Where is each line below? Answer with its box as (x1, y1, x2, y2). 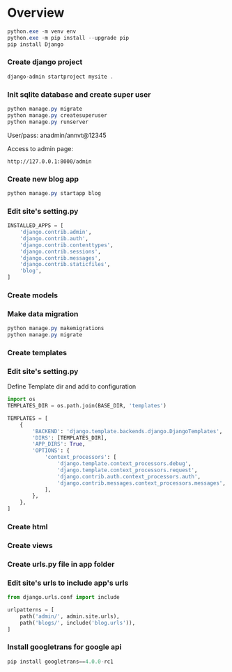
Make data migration (7, 308, 79, 318)
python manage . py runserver (7, 118, 89, 125)
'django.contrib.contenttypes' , (20, 242, 114, 249)
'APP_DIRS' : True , (32, 441, 86, 448)
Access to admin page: (7, 144, 73, 153)
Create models (7, 290, 58, 300)
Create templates (7, 347, 68, 357)
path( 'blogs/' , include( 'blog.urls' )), (20, 619, 136, 626)
